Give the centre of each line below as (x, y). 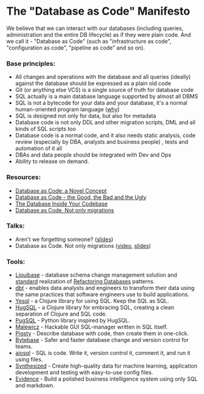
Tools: (16, 261)
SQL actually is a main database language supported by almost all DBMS (107, 97)
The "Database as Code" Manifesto (98, 11)
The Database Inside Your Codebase (61, 204)
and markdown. (35, 385)
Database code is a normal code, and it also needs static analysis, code (105, 135)
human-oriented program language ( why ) (67, 110)
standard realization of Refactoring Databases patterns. (85, 281)
